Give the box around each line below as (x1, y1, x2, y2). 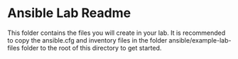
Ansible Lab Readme (7, 5, 131, 21)
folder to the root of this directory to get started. (21, 43, 162, 52)
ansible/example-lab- (168, 36, 232, 44)
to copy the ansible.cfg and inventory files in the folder (7, 36, 168, 44)
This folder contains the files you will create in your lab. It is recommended (7, 28, 226, 37)
